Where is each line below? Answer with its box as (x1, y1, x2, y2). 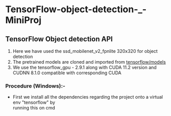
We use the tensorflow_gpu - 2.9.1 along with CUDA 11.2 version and (12, 65, 157, 70)
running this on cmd (12, 105, 55, 111)
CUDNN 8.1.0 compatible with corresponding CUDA (12, 70, 122, 76)
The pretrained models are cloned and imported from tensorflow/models (12, 59, 166, 65)
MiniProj (5, 14, 42, 26)
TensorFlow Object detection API (5, 35, 113, 43)
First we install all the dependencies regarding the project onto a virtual (12, 94, 163, 100)
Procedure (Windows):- (5, 82, 66, 90)
